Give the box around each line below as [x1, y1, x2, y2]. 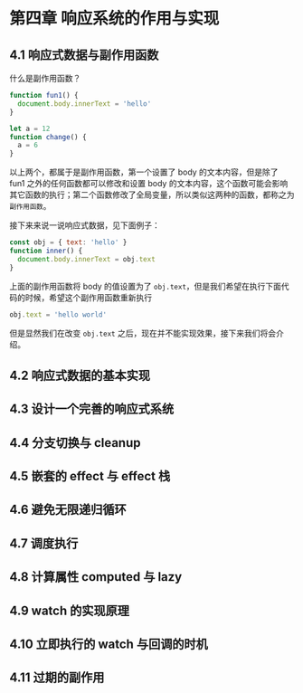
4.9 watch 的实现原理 [9, 603, 129, 618]
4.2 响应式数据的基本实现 [9, 367, 151, 383]
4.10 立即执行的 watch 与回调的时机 [9, 637, 208, 652]
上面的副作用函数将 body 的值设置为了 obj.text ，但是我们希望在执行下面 [9, 280, 282, 291]
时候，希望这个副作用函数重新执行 [24, 291, 152, 303]
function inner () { [9, 246, 83, 255]
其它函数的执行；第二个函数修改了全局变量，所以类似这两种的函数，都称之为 [9, 189, 295, 200]
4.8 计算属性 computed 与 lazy [9, 569, 183, 584]
